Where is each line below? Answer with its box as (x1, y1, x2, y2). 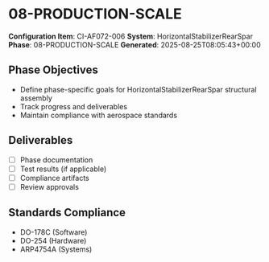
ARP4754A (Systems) (19, 244, 93, 254)
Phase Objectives (8, 63, 98, 77)
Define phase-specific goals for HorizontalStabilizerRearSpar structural (19, 84, 257, 94)
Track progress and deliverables (19, 101, 127, 111)
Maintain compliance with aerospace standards (19, 110, 178, 120)
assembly (19, 93, 52, 103)
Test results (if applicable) (19, 164, 107, 174)
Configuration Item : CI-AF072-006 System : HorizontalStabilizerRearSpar (8, 31, 254, 41)
